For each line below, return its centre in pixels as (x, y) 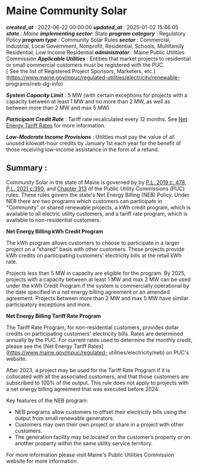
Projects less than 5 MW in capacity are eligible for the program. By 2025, (96, 273)
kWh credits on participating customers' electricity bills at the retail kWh (94, 255)
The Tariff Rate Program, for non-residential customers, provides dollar (92, 327)
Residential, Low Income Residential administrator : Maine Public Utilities (95, 52)
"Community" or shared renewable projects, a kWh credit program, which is (98, 207)
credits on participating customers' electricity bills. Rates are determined (95, 333)
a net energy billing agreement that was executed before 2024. (83, 389)
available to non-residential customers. (53, 220)
